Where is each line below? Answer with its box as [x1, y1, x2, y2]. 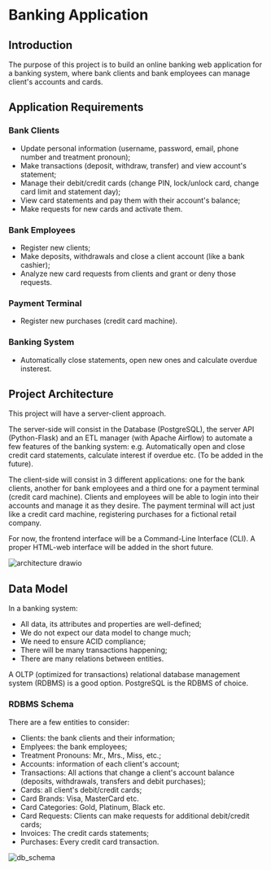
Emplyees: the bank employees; [20, 741, 128, 751]
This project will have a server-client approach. [8, 409, 167, 418]
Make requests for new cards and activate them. [20, 203, 183, 213]
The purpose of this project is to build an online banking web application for [8, 59, 263, 69]
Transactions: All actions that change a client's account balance [20, 767, 234, 777]
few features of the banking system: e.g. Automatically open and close [8, 442, 246, 452]
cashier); [20, 260, 50, 269]
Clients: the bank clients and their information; [20, 732, 176, 742]
